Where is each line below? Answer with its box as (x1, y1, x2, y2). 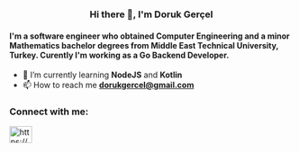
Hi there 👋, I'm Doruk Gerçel (89, 8, 213, 21)
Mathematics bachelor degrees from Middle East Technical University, (9, 40, 279, 50)
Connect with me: (9, 105, 89, 118)
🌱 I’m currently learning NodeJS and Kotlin (22, 69, 183, 80)
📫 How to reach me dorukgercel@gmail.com (22, 80, 195, 91)
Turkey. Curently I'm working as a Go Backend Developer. (9, 49, 230, 60)
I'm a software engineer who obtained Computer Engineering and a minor (9, 31, 290, 41)
